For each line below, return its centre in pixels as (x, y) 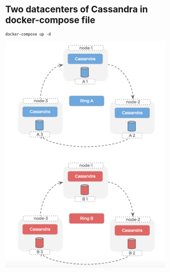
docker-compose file (50, 20)
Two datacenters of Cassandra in (77, 9)
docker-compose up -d (28, 34)
